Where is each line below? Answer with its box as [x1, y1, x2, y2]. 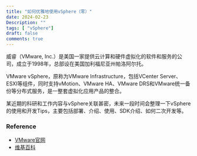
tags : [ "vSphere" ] [6, 25, 54, 31]
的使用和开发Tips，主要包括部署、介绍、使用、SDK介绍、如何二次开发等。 [6, 107, 187, 114]
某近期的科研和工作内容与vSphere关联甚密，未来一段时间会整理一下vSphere [6, 100, 191, 107]
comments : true [6, 36, 44, 42]
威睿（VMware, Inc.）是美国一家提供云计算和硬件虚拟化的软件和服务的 [6, 53, 178, 59]
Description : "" [6, 19, 46, 25]
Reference [6, 122, 36, 130]
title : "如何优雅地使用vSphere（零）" [6, 8, 92, 15]
